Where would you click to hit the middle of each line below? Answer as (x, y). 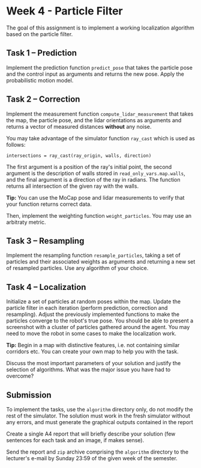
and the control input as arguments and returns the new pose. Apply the (95, 74)
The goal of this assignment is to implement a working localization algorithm (100, 28)
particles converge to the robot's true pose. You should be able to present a (100, 321)
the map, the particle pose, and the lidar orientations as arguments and (94, 120)
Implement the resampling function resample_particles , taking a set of (94, 255)
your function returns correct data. (49, 204)
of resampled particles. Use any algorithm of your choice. (77, 268)
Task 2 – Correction (43, 100)
